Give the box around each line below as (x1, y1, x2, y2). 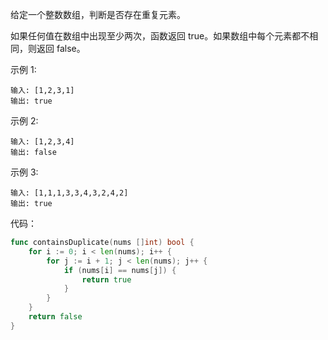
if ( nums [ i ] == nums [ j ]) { (63, 265, 177, 275)
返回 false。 (36, 43, 86, 54)
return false (28, 312, 83, 322)
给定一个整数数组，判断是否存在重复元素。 (10, 9, 186, 20)
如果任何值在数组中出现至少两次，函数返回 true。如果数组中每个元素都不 (10, 30, 310, 42)
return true (81, 274, 132, 285)
